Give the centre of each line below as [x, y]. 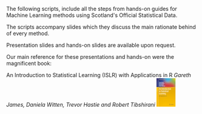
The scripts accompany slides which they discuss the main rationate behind [101, 27]
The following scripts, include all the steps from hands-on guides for [92, 9]
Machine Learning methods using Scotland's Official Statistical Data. [92, 15]
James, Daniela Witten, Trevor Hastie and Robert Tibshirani [81, 105]
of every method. [28, 33]
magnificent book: [29, 63]
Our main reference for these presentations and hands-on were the [90, 57]
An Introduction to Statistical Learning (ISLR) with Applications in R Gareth [99, 75]
